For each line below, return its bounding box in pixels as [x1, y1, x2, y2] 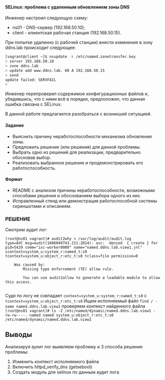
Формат [5, 176, 23, 182]
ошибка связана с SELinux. [5, 102, 62, 108]
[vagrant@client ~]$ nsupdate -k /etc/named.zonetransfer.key [5, 54, 136, 59]
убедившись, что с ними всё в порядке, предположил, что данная [5, 96, 145, 102]
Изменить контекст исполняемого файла [12, 358, 99, 364]
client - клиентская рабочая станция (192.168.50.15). [12, 30, 122, 36]
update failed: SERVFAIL [5, 77, 56, 82]
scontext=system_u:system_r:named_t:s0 [5, 249, 87, 255]
